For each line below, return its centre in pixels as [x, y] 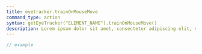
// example [20, 45]
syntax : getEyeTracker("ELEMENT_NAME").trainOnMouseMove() [82, 23]
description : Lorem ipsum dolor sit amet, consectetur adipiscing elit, [99, 28]
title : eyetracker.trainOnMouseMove [52, 12]
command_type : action [33, 17]
